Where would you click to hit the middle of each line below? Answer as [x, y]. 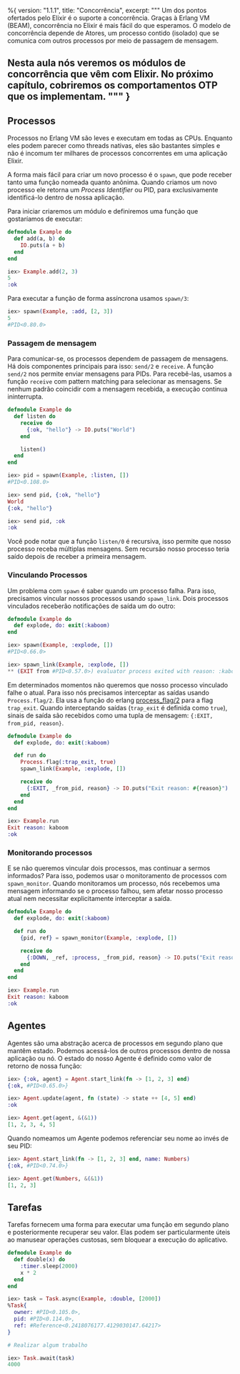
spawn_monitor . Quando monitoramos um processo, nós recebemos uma [114, 883]
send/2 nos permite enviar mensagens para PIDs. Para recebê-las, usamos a [120, 374]
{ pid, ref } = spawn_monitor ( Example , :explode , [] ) [99, 938]
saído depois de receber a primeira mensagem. [77, 557]
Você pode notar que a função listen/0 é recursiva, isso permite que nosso [119, 542]
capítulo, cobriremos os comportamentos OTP [112, 85]
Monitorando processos [50, 852]
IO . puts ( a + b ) [43, 245]
